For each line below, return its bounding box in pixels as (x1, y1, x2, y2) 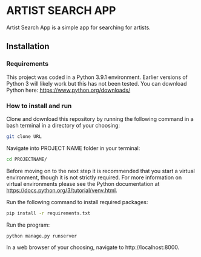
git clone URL (6, 133, 42, 140)
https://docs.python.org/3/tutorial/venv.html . (6, 187, 118, 194)
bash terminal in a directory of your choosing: (6, 122, 120, 129)
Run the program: (6, 221, 50, 228)
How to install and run (6, 101, 72, 110)
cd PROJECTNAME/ (6, 156, 47, 162)
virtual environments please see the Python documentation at (6, 180, 160, 187)
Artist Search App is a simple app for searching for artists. (6, 24, 151, 31)
